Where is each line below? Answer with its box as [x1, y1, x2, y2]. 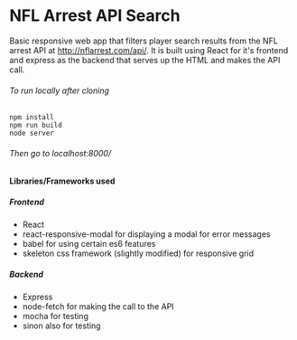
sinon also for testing [22, 320, 101, 331]
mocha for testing [22, 311, 88, 322]
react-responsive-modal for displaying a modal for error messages [22, 229, 271, 240]
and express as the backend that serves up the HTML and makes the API [9, 54, 281, 65]
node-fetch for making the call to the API [22, 301, 174, 312]
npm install [9, 113, 54, 122]
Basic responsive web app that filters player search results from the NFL [9, 35, 278, 46]
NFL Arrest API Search [9, 5, 181, 26]
